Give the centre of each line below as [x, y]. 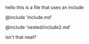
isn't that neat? [21, 37]
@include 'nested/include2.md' [38, 27]
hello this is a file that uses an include [44, 7]
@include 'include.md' [29, 17]
